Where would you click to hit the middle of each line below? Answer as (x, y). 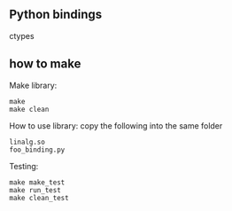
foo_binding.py (37, 150)
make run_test (35, 190)
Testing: (24, 166)
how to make (45, 64)
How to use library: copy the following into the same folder (116, 125)
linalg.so (27, 142)
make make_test (37, 182)
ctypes (22, 35)
